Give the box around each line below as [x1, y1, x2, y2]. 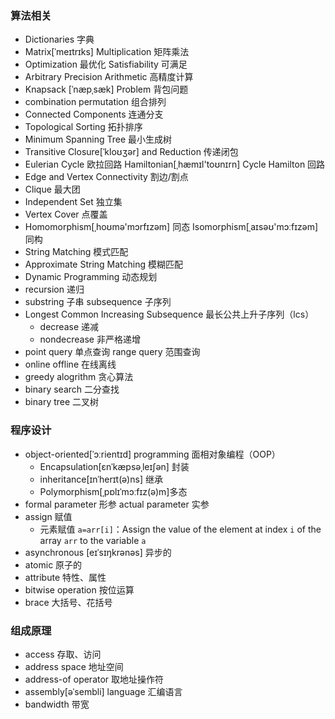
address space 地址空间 [24, 660, 124, 672]
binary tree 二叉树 [24, 396, 100, 408]
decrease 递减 [39, 321, 100, 333]
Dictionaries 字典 [24, 33, 95, 46]
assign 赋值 [24, 510, 73, 522]
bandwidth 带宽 [24, 698, 90, 710]
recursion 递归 [24, 283, 85, 296]
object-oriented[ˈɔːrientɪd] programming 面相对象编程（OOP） [24, 448, 281, 460]
